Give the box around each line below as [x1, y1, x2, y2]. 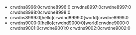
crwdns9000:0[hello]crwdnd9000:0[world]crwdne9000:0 [9, 20, 130, 26]
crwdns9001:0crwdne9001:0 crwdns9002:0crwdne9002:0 [9, 25, 131, 31]
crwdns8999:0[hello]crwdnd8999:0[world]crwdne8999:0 [9, 15, 129, 20]
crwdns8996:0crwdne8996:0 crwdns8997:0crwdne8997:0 [9, 4, 131, 10]
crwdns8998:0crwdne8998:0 [9, 9, 71, 15]
